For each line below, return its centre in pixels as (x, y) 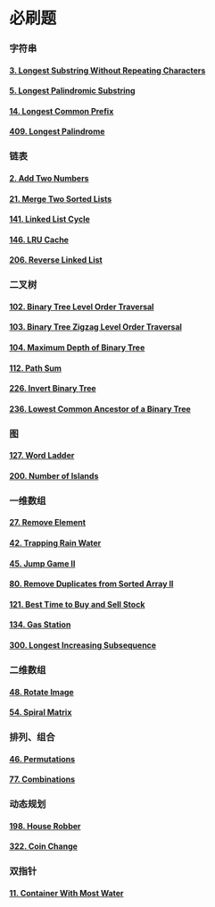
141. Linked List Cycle (50, 219)
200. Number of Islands (54, 475)
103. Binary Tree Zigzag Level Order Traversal (96, 327)
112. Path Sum (36, 368)
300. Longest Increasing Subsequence (83, 645)
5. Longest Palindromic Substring (72, 91)
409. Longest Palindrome (57, 131)
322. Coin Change (44, 846)
